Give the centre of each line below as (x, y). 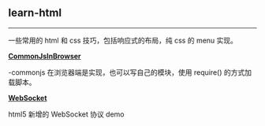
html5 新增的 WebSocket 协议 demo (66, 114)
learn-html (35, 13)
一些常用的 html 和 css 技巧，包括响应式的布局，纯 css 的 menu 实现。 (123, 40)
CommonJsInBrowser (45, 56)
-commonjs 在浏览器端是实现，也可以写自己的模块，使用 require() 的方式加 (130, 72)
